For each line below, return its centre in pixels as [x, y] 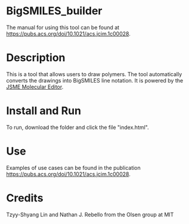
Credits [25, 198]
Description [36, 58]
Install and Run [44, 111]
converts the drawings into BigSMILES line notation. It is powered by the [95, 80]
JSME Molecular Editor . [35, 87]
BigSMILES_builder [54, 11]
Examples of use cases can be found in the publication [74, 168]
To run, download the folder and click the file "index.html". [78, 127]
